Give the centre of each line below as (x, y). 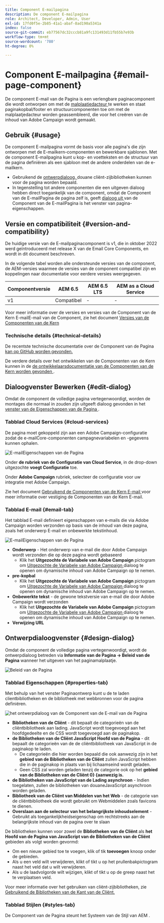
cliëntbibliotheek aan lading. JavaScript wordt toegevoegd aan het (79, 728)
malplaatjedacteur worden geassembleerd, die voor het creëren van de (76, 114)
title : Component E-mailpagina (37, 10)
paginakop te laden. (32, 749)
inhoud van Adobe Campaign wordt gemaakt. (51, 120)
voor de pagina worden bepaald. (45, 183)
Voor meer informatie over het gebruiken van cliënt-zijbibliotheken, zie (76, 887)
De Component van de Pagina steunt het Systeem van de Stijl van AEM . (78, 916)
